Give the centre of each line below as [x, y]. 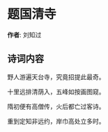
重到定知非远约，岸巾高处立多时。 [56, 121]
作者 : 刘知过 [24, 35]
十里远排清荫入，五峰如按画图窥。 [56, 92]
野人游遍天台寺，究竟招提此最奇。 [56, 76]
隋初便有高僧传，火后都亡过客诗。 [56, 106]
